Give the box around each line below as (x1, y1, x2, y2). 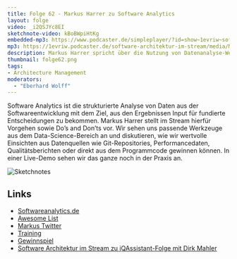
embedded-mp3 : (7, 37, 49, 44)
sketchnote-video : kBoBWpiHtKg (7, 30, 99, 37)
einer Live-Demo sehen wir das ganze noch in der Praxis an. (7, 154, 183, 163)
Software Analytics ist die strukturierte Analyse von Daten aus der (7, 101, 199, 110)
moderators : (7, 75, 42, 83)
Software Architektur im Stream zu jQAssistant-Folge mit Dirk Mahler (17, 244, 217, 253)
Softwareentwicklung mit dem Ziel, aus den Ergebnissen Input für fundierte (7, 109, 226, 118)
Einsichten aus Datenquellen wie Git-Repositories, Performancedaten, (7, 139, 210, 148)
